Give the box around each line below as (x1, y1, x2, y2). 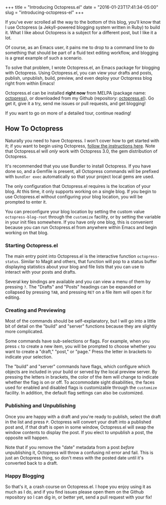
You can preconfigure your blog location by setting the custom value (5, 208, 145, 215)
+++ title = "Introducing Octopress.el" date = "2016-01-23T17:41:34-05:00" (5, 4, 159, 10)
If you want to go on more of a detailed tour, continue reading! (5, 110, 132, 116)
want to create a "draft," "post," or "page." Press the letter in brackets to (5, 349, 152, 355)
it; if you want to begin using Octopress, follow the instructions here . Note (5, 143, 156, 149)
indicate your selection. (5, 354, 53, 360)
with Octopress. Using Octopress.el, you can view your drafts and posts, (5, 70, 153, 76)
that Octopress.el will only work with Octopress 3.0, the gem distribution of (5, 148, 158, 154)
